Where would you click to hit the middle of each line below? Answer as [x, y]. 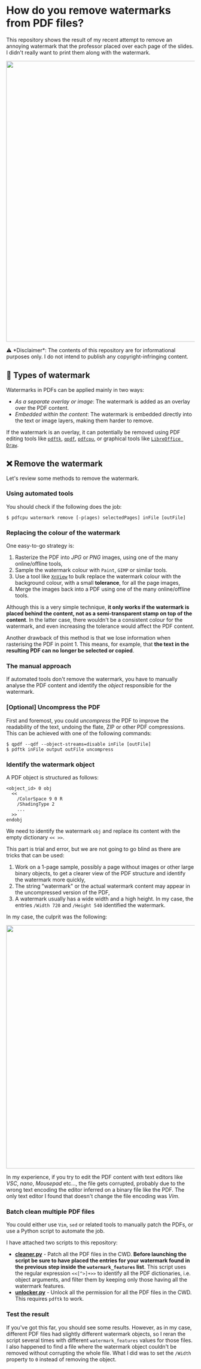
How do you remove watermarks [89, 10]
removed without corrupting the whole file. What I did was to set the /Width [99, 1353]
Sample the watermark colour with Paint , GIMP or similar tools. [91, 570]
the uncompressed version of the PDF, [62, 893]
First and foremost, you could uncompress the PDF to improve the [87, 720]
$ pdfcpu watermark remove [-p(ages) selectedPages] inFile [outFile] [96, 518]
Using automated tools [40, 494]
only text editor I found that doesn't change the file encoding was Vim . [93, 1196]
